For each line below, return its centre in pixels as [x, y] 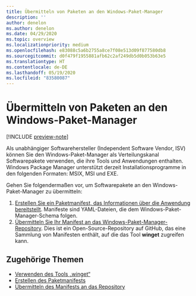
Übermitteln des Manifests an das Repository [70, 286]
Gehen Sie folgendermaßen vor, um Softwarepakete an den [79, 185]
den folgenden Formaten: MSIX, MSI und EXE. [62, 174]
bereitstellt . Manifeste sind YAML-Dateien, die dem [77, 210]
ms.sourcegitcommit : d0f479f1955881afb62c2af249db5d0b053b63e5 [86, 56]
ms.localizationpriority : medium [48, 45]
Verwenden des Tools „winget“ [53, 274]
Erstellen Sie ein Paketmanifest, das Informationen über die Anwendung [102, 203]
